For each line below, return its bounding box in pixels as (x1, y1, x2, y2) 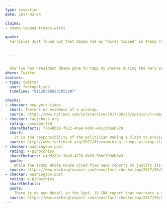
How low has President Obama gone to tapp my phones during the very (9, 66, 157, 71)
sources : (5, 75, 23, 80)
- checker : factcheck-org (5, 116, 59, 121)
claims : (5, 21, 21, 26)
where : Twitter (5, 70, 37, 75)
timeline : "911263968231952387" (9, 89, 77, 94)
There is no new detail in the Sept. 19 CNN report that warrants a (14, 190, 159, 196)
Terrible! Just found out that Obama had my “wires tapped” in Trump (9, 39, 157, 44)
